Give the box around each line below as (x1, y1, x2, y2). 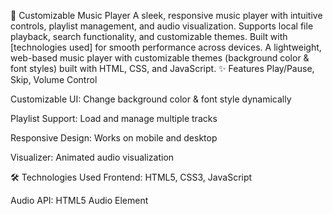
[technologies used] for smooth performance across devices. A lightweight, (10, 41, 322, 53)
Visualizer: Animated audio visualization (10, 151, 175, 163)
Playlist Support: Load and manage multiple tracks (10, 113, 218, 124)
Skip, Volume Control (10, 74, 98, 85)
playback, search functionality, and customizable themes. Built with (10, 31, 288, 42)
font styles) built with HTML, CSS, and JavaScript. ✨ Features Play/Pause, (10, 63, 315, 74)
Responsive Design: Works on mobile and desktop (10, 132, 218, 144)
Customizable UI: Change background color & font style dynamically (10, 93, 292, 105)
